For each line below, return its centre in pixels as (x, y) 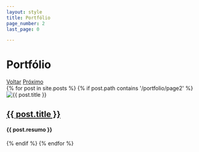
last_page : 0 (23, 29)
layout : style (24, 12)
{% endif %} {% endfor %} (40, 143)
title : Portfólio (28, 18)
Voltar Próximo (25, 82)
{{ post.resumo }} (29, 130)
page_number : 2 (26, 23)
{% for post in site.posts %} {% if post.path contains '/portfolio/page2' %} (100, 88)
